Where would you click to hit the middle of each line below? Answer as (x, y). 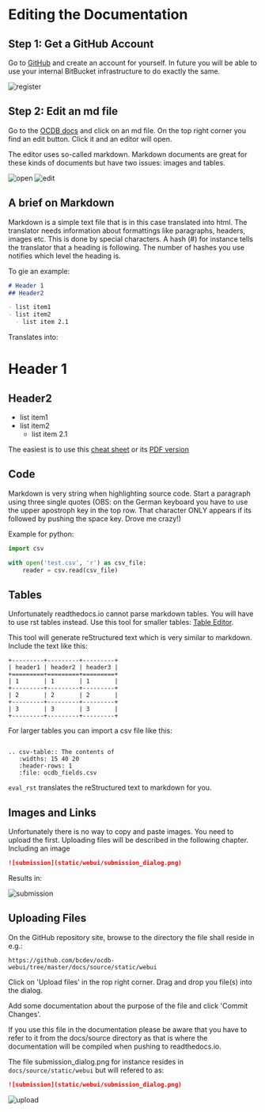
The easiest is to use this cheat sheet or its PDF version (99, 449)
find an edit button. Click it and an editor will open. (90, 139)
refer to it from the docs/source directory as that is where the (108, 1038)
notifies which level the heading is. (64, 256)
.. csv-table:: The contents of (61, 752)
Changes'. (25, 1014)
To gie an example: (39, 271)
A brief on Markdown (61, 203)
